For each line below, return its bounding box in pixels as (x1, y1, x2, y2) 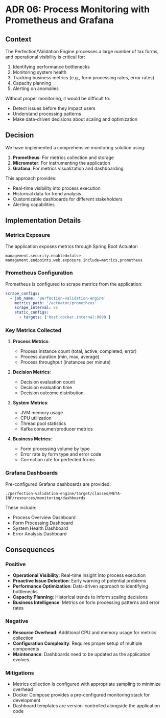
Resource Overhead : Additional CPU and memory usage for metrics (12, 629, 157, 635)
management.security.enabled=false (5, 253, 81, 258)
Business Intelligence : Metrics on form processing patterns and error (12, 599, 160, 605)
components (12, 645, 39, 652)
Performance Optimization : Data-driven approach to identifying (12, 583, 149, 589)
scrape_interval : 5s (14, 305, 58, 310)
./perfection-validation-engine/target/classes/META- (5, 491, 123, 496)
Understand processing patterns (12, 111, 82, 117)
